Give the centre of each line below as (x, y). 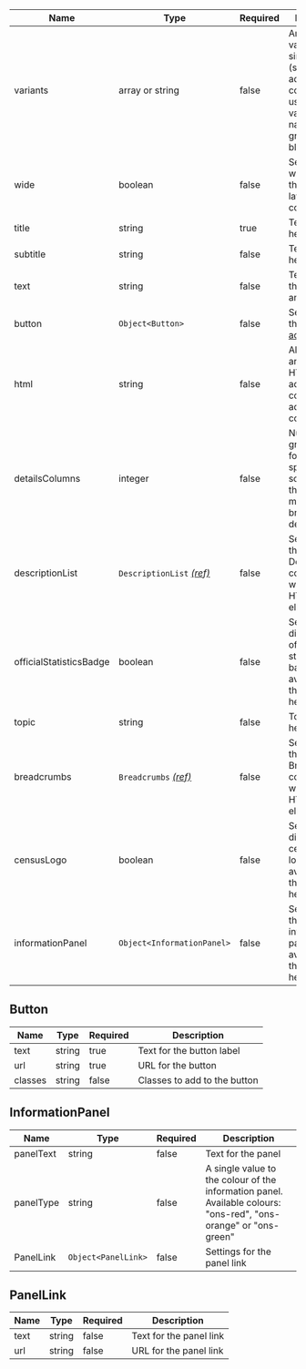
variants (31, 90)
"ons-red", (229, 1213)
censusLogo (41, 860)
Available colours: (243, 1202)
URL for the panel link (178, 1351)
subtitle (30, 254)
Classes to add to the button (198, 1080)
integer (133, 479)
